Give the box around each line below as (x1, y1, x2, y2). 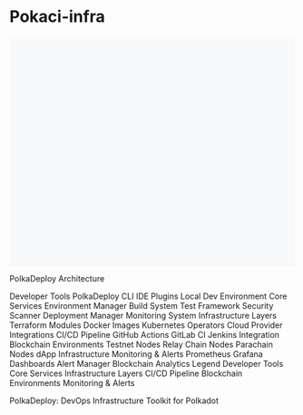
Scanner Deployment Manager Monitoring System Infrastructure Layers (9, 311, 277, 321)
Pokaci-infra (9, 6, 106, 27)
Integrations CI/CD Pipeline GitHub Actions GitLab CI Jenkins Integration (9, 330, 279, 341)
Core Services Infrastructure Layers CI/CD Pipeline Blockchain (9, 368, 243, 379)
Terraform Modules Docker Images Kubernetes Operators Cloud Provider (9, 320, 283, 331)
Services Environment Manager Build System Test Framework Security (9, 301, 274, 311)
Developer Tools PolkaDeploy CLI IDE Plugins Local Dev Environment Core (9, 291, 288, 301)
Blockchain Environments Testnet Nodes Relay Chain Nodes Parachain (9, 339, 274, 351)
